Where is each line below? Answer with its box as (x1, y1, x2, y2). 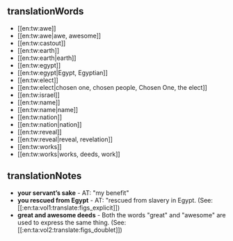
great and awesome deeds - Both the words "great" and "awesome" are (17, 210, 226, 219)
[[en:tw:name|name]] (17, 105, 79, 114)
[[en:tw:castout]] (17, 38, 66, 47)
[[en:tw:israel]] (17, 91, 61, 99)
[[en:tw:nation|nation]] (17, 120, 82, 128)
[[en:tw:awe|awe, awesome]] (17, 31, 102, 40)
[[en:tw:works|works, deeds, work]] (17, 150, 120, 158)
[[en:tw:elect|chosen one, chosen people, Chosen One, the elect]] (17, 83, 207, 91)
